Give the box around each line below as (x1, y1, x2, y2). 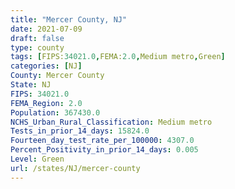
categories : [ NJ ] (10, 61, 83, 71)
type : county (10, 42, 65, 53)
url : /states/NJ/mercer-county (10, 163, 141, 173)
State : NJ (10, 80, 52, 90)
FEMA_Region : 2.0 (10, 98, 83, 108)
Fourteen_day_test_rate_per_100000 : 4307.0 (10, 136, 195, 146)
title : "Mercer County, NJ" (10, 14, 128, 25)
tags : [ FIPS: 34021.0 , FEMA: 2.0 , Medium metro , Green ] (10, 52, 226, 62)
